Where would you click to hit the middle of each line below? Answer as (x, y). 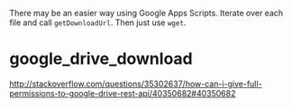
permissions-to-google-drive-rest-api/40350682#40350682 (123, 93)
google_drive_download (101, 59)
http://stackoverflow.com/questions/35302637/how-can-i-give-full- (136, 84)
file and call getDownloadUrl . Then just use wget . (98, 22)
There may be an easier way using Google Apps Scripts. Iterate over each (146, 13)
